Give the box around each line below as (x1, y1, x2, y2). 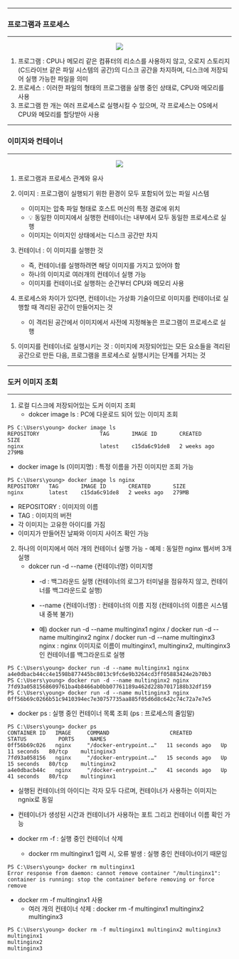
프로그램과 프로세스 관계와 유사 (17, 173, 104, 182)
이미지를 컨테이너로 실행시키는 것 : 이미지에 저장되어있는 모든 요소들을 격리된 (17, 342, 231, 350)
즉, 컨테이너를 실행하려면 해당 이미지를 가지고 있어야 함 (28, 261, 181, 269)
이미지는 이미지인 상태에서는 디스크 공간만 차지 (28, 230, 158, 239)
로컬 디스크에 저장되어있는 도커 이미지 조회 (17, 401, 137, 409)
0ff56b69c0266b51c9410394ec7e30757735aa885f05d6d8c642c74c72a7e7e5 (7, 695, 212, 702)
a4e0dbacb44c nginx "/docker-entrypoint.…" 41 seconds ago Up (7, 766, 228, 773)
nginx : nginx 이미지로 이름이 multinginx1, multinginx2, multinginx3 (38, 641, 231, 650)
